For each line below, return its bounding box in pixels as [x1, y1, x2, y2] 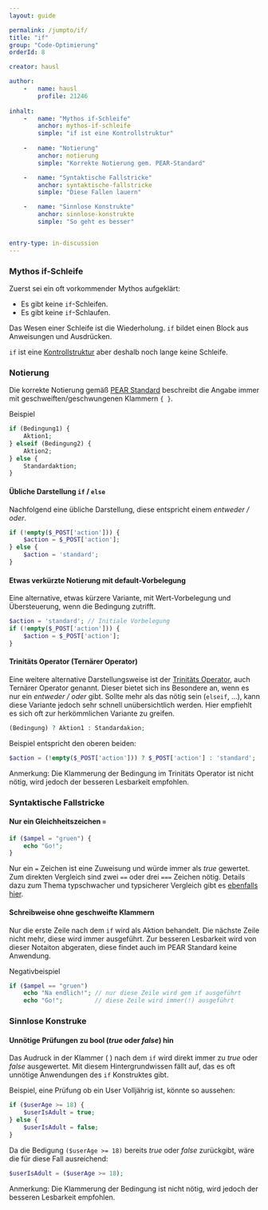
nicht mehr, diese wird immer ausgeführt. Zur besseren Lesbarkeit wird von [9, 933, 257, 944]
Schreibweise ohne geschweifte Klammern [9, 907, 155, 916]
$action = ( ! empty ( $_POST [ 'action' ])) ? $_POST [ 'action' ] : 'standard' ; [9, 753, 256, 762]
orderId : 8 [9, 49, 45, 57]
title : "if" [9, 34, 49, 42]
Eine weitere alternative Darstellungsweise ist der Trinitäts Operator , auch [9, 674, 250, 684]
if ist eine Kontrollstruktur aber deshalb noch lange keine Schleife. [9, 347, 228, 357]
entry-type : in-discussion [9, 239, 99, 247]
